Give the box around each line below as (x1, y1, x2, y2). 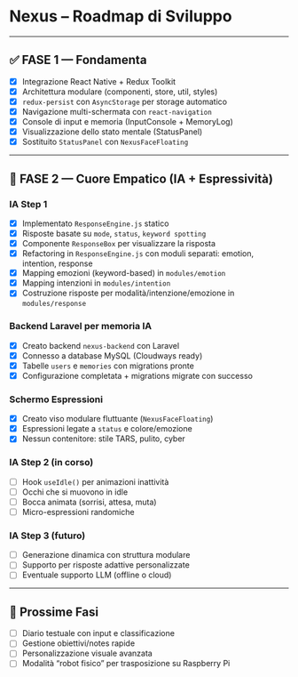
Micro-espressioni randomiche (21, 506, 135, 517)
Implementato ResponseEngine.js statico (21, 218, 169, 229)
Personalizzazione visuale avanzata (21, 648, 153, 659)
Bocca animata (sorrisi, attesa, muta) (21, 496, 157, 507)
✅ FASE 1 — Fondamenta (9, 52, 147, 68)
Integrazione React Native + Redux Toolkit (21, 76, 176, 86)
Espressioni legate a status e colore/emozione (21, 423, 192, 434)
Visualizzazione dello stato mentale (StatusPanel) (21, 126, 203, 137)
